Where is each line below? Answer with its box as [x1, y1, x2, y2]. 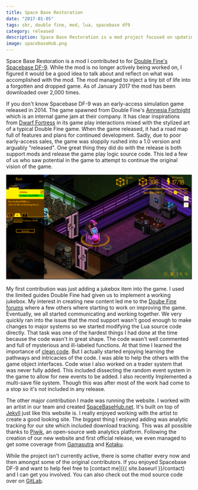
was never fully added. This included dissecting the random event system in [6, 366, 191, 374]
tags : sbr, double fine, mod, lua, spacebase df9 [6, 22, 131, 28]
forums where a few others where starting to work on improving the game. [6, 304, 187, 311]
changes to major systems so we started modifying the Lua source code [6, 323, 181, 330]
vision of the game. [6, 163, 53, 170]
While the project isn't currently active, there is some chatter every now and [6, 452, 190, 459]
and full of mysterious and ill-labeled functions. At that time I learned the [6, 341, 182, 348]
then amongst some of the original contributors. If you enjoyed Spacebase [6, 458, 187, 465]
